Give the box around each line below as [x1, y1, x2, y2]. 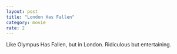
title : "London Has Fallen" [6, 14, 75, 20]
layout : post [6, 8, 38, 15]
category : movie [6, 19, 46, 25]
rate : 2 [6, 25, 25, 31]
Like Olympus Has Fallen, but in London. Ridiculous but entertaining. [6, 41, 172, 48]
